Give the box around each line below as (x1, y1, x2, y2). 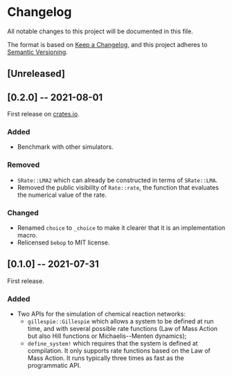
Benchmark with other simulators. (17, 143, 114, 151)
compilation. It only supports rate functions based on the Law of (27, 347, 211, 355)
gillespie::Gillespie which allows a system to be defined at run (27, 317, 214, 325)
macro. (17, 231, 38, 240)
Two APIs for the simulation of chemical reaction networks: (17, 310, 186, 319)
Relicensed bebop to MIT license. (17, 238, 110, 247)
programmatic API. (27, 361, 82, 370)
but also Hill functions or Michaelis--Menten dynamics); (27, 332, 187, 340)
